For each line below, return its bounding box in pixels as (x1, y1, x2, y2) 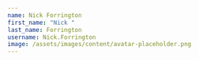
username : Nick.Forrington (7, 33, 96, 41)
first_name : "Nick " (7, 19, 76, 26)
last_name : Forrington (7, 26, 82, 34)
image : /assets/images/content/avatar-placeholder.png (7, 41, 192, 48)
